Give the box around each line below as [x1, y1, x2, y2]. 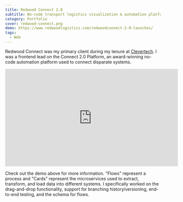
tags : [5, 30, 16, 35]
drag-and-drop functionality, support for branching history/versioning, [5, 186, 148, 192]
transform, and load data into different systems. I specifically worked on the [5, 181, 159, 187]
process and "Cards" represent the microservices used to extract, [5, 175, 139, 181]
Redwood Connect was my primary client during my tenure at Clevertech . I [5, 48, 157, 54]
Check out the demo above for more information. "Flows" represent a [5, 170, 146, 176]
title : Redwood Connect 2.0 [5, 7, 63, 12]
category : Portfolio [5, 16, 48, 21]
